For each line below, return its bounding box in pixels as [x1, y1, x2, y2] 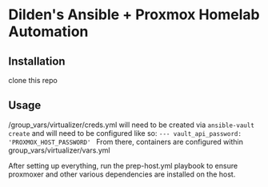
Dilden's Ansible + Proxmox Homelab [8, 6, 260, 24]
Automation [8, 22, 89, 41]
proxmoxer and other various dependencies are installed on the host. [8, 169, 236, 179]
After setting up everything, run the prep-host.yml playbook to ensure [8, 161, 238, 170]
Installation [8, 54, 66, 68]
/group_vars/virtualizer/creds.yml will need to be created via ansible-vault [8, 120, 254, 129]
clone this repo [8, 76, 58, 85]
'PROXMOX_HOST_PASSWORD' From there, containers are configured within [8, 137, 244, 146]
